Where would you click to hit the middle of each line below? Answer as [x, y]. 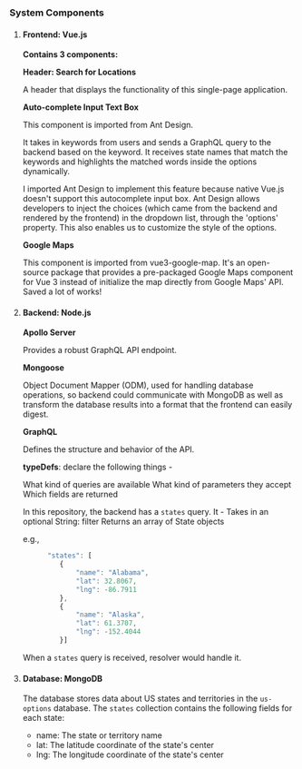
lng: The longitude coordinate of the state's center [130, 754]
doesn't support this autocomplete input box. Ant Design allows [141, 199]
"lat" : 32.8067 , [107, 581]
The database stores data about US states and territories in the [140, 699]
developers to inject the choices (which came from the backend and [150, 208]
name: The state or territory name [99, 735]
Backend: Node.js [57, 312]
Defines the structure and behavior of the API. [108, 449]
